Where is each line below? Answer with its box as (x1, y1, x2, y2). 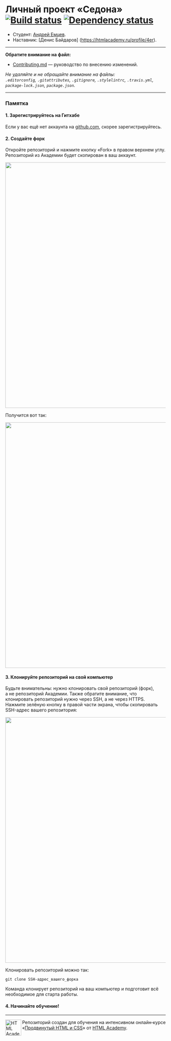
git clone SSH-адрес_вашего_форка (5, 977, 79, 982)
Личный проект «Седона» (5, 4, 123, 15)
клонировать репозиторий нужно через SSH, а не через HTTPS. (5, 696, 145, 702)
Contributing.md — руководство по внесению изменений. (12, 61, 138, 67)
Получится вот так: (5, 412, 47, 419)
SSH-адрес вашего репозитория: (5, 707, 77, 713)
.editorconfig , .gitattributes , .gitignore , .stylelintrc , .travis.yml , (5, 77, 154, 83)
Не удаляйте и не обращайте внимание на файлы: (5, 71, 116, 77)
